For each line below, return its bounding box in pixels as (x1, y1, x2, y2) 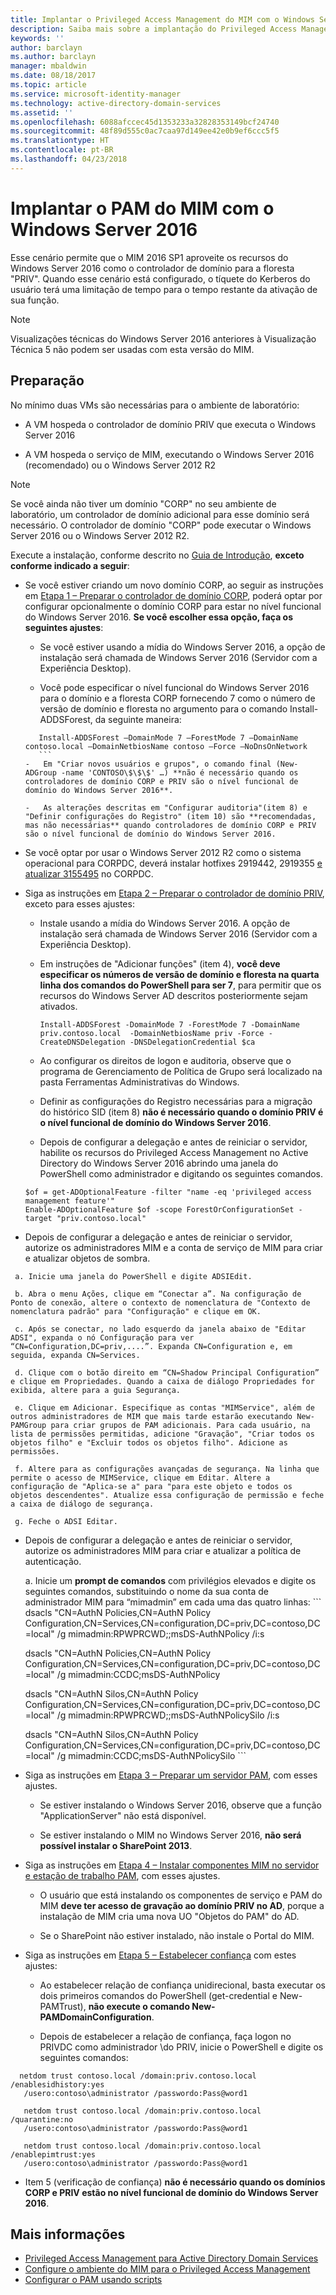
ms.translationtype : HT (10, 136, 110, 146)
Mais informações (10, 2226, 126, 2243)
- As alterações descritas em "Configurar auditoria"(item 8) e (24, 802, 308, 813)
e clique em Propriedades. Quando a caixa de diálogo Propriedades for (10, 1376, 315, 1386)
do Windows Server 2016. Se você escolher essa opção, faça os (24, 611, 294, 623)
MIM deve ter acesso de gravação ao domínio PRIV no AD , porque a (39, 1899, 325, 1911)
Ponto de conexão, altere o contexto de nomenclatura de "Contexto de (10, 1297, 311, 1308)
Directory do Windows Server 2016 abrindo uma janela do (39, 1157, 279, 1169)
